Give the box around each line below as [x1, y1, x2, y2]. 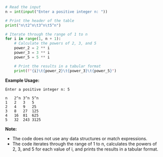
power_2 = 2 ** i [14, 46, 50, 51]
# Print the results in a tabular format [14, 63, 101, 69]
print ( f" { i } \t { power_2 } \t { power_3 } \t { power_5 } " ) [14, 68, 117, 73]
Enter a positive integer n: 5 [5, 87, 70, 92]
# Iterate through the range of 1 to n [5, 32, 88, 37]
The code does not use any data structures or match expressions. [12, 135, 148, 141]
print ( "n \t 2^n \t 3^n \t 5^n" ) [5, 23, 61, 28]
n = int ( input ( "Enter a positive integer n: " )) [5, 9, 108, 14]
